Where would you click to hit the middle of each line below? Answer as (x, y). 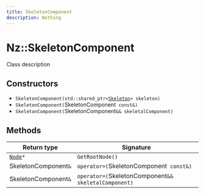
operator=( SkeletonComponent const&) (135, 166)
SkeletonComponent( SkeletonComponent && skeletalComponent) (94, 111)
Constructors (32, 84)
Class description (28, 64)
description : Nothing (34, 18)
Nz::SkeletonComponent (70, 48)
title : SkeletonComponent (39, 12)
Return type (40, 148)
